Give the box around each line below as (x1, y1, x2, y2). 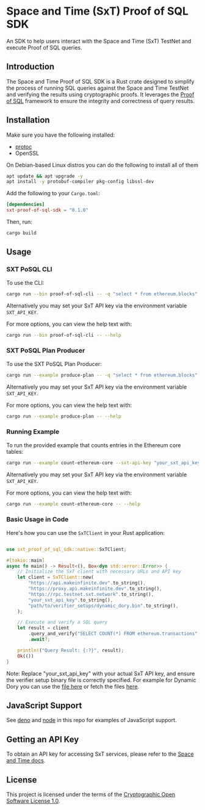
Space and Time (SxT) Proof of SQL (6, 4, 189, 18)
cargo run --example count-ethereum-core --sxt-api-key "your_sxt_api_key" (6, 459, 203, 466)
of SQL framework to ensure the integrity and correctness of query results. (6, 97, 195, 104)
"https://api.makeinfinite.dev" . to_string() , (28, 580, 146, 586)
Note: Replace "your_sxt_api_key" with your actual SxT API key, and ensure (6, 670, 195, 677)
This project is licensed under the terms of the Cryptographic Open (6, 790, 176, 798)
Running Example (6, 428, 60, 436)
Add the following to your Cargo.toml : (6, 190, 101, 197)
